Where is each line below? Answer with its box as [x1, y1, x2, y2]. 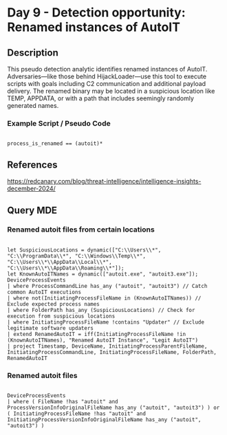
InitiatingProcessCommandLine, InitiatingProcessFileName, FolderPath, [7, 348, 217, 355]
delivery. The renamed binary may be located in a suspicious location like [7, 87, 215, 95]
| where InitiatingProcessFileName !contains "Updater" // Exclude [7, 318, 205, 326]
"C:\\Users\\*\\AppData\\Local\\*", [7, 258, 112, 265]
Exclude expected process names [7, 300, 100, 307]
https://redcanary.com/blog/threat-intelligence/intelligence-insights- [7, 177, 202, 186]
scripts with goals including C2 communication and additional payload [7, 80, 206, 87]
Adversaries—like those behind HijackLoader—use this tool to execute [7, 72, 207, 80]
